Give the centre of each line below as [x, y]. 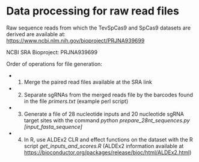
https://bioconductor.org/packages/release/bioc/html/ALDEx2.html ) [108, 152]
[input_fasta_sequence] [53, 126]
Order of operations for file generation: [54, 64]
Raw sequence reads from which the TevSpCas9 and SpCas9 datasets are [99, 28]
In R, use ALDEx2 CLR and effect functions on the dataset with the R [109, 139]
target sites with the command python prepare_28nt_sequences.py [107, 120]
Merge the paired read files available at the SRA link [88, 82]
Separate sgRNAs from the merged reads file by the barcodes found [109, 95]
